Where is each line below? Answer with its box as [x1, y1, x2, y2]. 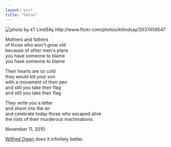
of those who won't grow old [5, 41, 66, 48]
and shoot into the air [5, 105, 50, 111]
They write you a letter [5, 99, 53, 106]
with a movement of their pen [5, 79, 68, 85]
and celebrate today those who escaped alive [5, 111, 101, 117]
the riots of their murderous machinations [5, 116, 93, 122]
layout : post [5, 7, 33, 13]
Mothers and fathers [5, 36, 49, 43]
